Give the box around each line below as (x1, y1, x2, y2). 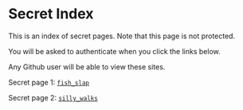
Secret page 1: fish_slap (8, 77, 90, 87)
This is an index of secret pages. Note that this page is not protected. (8, 31, 236, 41)
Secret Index (8, 5, 94, 23)
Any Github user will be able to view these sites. (8, 61, 166, 72)
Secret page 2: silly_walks (8, 92, 98, 102)
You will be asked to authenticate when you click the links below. (8, 46, 221, 56)
